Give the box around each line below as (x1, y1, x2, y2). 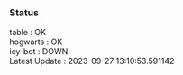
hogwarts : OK (9, 36, 63, 47)
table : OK (9, 27, 47, 38)
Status (9, 6, 39, 19)
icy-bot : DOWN (9, 46, 69, 57)
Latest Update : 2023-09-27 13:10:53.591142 (9, 56, 175, 67)
